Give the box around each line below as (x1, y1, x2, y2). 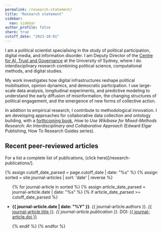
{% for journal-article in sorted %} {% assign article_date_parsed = (12, 184, 146, 189)
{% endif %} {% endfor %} (12, 223, 66, 229)
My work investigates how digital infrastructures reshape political (5, 77, 135, 83)
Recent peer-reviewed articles (5, 142, 99, 150)
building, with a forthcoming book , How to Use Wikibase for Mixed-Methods (5, 117, 157, 124)
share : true (5, 30, 29, 34)
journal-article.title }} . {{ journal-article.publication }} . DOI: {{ (12, 209, 133, 215)
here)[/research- (97, 155, 131, 160)
